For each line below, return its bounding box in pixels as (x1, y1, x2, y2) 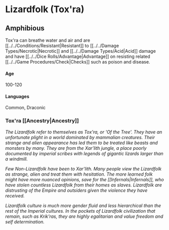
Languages (5, 93, 29, 100)
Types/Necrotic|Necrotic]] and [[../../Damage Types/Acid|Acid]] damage (5, 48, 156, 54)
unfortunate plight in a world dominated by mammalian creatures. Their (5, 134, 155, 140)
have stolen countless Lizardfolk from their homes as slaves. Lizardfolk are (5, 182, 162, 188)
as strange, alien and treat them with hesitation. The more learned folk (5, 171, 153, 177)
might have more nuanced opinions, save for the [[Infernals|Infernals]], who (5, 176, 164, 182)
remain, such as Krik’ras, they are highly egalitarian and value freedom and (5, 213, 163, 219)
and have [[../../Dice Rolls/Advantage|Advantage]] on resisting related (5, 53, 150, 59)
